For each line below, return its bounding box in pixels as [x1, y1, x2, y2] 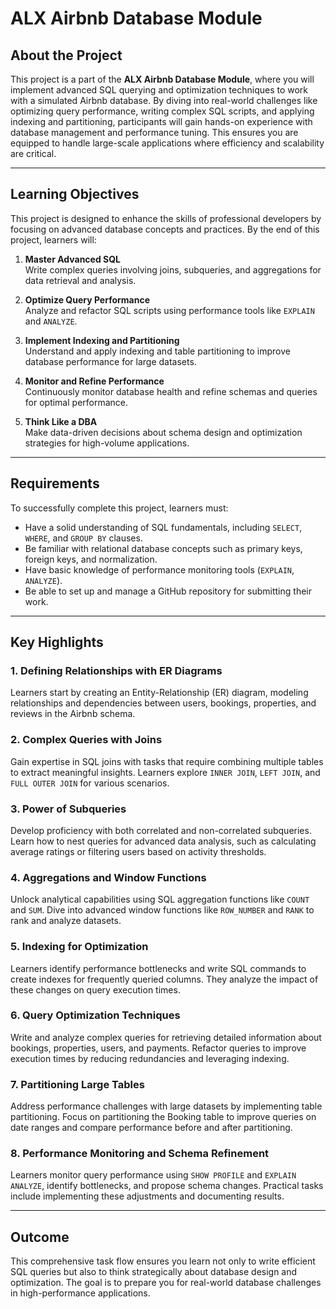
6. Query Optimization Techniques [10, 1008, 181, 1022]
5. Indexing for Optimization [10, 940, 149, 954]
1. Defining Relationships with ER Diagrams [10, 663, 223, 677]
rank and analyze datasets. [10, 915, 122, 927]
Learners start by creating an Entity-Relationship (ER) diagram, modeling [10, 687, 309, 699]
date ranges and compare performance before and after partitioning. [10, 1122, 293, 1134]
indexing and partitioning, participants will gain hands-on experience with [10, 116, 313, 127]
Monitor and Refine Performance [24, 375, 165, 387]
